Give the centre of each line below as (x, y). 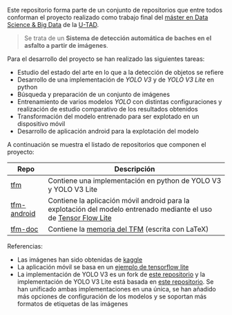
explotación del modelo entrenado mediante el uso (130, 209)
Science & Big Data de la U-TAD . (53, 25)
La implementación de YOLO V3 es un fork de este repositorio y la (111, 274)
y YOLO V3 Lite (73, 189)
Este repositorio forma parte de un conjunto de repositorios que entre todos (115, 10)
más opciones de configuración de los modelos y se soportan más (112, 296)
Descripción (135, 169)
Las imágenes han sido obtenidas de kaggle (80, 260)
